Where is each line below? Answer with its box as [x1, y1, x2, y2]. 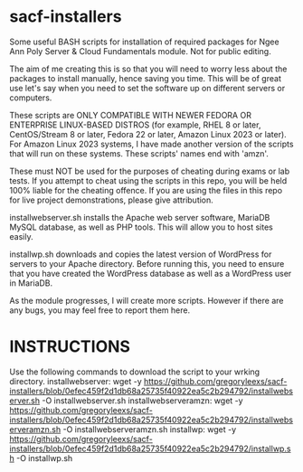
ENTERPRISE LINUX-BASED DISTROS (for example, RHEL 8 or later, [9, 119, 261, 130]
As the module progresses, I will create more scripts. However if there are [9, 295, 284, 306]
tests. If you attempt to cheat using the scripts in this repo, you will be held [9, 175, 288, 186]
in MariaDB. [9, 278, 53, 288]
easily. [9, 231, 33, 241]
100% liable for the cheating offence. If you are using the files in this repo [9, 184, 283, 195]
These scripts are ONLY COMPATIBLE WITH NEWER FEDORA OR [9, 109, 251, 120]
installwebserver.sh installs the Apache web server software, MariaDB [9, 212, 270, 222]
